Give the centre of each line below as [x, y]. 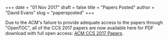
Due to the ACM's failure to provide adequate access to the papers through [84, 23]
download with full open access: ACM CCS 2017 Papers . [64, 33]
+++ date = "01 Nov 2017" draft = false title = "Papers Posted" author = [80, 7]
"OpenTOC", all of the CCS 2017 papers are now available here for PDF [79, 28]
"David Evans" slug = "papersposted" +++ [50, 13]
